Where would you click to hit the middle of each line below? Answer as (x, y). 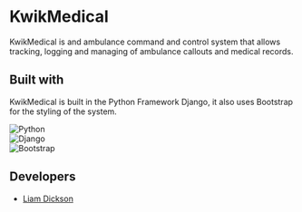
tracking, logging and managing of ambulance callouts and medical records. (151, 51)
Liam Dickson (48, 198)
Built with (37, 80)
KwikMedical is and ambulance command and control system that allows (145, 42)
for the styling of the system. (63, 111)
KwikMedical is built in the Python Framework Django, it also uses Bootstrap (151, 101)
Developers (43, 177)
